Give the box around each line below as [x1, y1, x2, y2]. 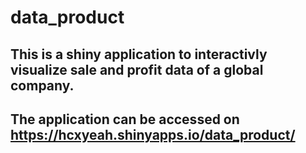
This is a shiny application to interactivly [10, 46, 268, 63]
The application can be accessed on [10, 111, 240, 128]
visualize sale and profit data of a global [10, 61, 264, 78]
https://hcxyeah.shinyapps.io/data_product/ [10, 126, 296, 143]
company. [10, 77, 75, 94]
